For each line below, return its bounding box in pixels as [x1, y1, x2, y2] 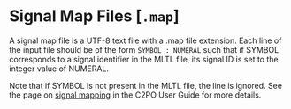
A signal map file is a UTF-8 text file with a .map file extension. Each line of [9, 35, 282, 46]
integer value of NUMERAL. [9, 63, 109, 74]
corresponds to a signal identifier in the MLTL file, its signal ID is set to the [9, 54, 279, 64]
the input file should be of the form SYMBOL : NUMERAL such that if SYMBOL [9, 44, 280, 54]
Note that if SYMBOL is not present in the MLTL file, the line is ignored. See [9, 80, 283, 91]
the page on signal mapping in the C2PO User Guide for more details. [9, 90, 262, 100]
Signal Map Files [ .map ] [9, 6, 180, 26]
